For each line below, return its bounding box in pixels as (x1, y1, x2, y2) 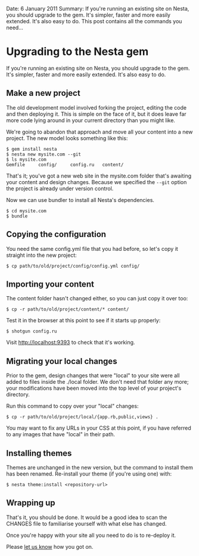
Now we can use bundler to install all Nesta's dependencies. (6, 196, 155, 203)
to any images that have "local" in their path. (6, 431, 115, 438)
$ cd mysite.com (6, 208, 46, 214)
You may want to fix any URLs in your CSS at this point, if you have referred (6, 424, 192, 431)
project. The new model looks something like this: (6, 134, 128, 142)
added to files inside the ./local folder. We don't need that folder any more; (6, 378, 189, 386)
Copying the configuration (6, 229, 106, 240)
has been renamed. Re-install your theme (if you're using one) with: (6, 470, 172, 477)
